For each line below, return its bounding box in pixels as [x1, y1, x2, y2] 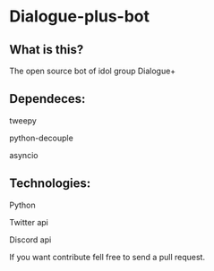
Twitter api [9, 216, 49, 227]
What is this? [9, 42, 84, 57]
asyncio [9, 149, 39, 160]
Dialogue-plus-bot [9, 6, 150, 27]
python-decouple [9, 132, 73, 143]
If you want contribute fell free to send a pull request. [9, 251, 206, 262]
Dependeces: [9, 91, 86, 106]
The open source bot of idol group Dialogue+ [9, 65, 176, 76]
